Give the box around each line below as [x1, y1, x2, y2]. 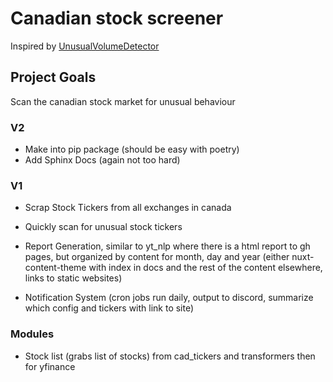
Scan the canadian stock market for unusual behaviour [10, 95, 236, 107]
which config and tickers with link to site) [24, 302, 195, 314]
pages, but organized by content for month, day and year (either [24, 251, 290, 263]
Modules [10, 327, 55, 341]
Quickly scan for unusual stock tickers [24, 221, 183, 233]
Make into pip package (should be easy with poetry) [24, 143, 240, 156]
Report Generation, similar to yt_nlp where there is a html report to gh [24, 240, 311, 252]
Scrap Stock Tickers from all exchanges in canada [24, 202, 232, 214]
